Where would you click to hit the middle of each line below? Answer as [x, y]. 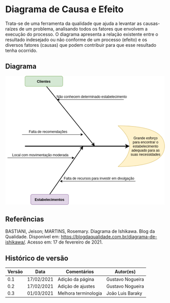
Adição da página [76, 279]
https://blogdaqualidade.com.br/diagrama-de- [109, 237]
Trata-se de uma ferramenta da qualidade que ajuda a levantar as [74, 23]
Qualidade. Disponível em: [32, 237]
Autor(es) [125, 272]
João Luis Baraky [124, 293]
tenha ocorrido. [22, 50]
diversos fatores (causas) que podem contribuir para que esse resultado [81, 45]
